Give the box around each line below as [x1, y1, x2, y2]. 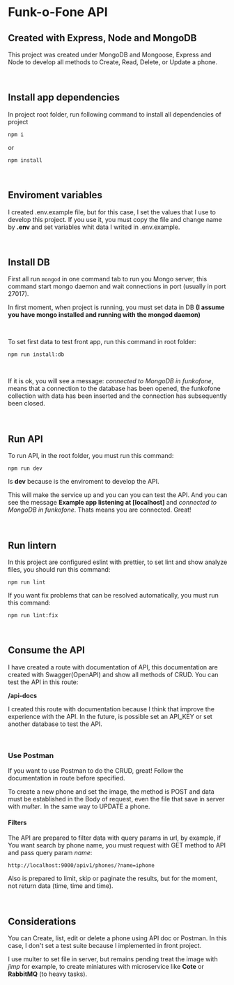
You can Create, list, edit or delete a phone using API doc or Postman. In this [8, 934, 227, 942]
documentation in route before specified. [8, 774, 125, 783]
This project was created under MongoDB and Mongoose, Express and [8, 50, 212, 59]
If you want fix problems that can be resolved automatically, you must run [8, 591, 219, 600]
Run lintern [8, 539, 57, 551]
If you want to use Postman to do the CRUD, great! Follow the [8, 766, 184, 775]
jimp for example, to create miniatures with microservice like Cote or [8, 963, 205, 971]
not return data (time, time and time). [8, 882, 114, 890]
